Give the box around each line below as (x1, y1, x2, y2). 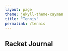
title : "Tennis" (5, 16, 39, 21)
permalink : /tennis (5, 21, 46, 26)
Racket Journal (5, 39, 53, 48)
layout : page (5, 7, 32, 12)
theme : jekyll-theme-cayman (5, 12, 64, 17)
